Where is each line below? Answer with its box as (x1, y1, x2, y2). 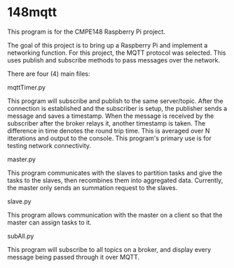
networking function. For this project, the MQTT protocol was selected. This (7, 48, 226, 57)
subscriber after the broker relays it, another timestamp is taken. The (7, 119, 206, 127)
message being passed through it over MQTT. (7, 253, 140, 261)
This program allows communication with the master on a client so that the (7, 210, 223, 219)
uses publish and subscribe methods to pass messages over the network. (7, 55, 221, 64)
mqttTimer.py (7, 83, 46, 91)
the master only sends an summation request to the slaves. (7, 183, 178, 192)
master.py (7, 155, 36, 163)
